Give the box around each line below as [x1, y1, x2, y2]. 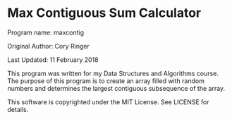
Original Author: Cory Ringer [7, 42, 90, 50]
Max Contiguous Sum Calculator [7, 5, 202, 21]
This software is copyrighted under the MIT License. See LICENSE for [7, 97, 209, 106]
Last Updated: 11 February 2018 [7, 55, 99, 64]
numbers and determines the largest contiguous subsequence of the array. [7, 84, 226, 92]
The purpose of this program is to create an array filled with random [7, 76, 204, 85]
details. [7, 105, 29, 113]
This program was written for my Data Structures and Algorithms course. [7, 69, 219, 77]
